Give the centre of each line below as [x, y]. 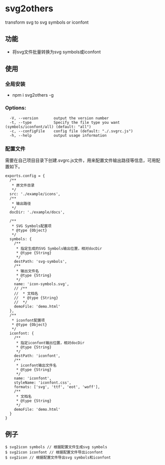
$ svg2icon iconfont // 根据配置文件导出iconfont [54, 452]
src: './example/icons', [35, 194]
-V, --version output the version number [59, 118]
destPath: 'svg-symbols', [41, 262]
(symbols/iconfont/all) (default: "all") [48, 127]
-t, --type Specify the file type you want [65, 122]
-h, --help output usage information [58, 135]
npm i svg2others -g [33, 95]
